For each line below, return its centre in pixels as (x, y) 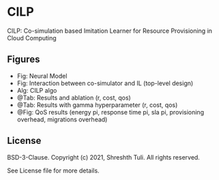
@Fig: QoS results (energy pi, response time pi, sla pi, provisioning (111, 112)
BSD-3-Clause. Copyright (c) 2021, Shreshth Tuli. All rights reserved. (103, 157)
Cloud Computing (32, 37)
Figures (24, 60)
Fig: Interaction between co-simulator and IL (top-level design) (105, 83)
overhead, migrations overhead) (62, 119)
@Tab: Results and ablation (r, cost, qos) (74, 97)
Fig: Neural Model (42, 76)
